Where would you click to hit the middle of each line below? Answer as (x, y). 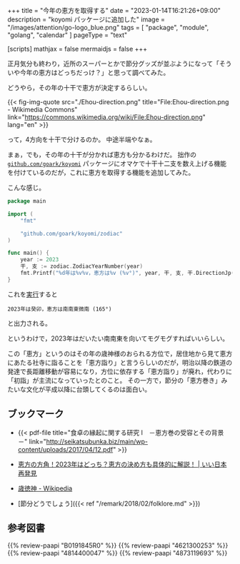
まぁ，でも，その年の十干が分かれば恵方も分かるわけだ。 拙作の (102, 155)
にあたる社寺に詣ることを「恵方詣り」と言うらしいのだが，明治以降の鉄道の (120, 362)
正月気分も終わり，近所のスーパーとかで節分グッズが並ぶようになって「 (114, 64)
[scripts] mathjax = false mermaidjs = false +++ (77, 49)
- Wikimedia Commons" (42, 110)
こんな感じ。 (26, 187)
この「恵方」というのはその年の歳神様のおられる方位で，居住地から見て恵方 (120, 353)
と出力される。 (29, 323)
